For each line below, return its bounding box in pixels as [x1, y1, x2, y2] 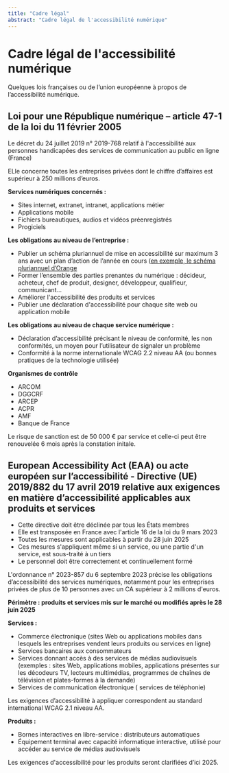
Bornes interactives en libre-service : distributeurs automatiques [17, 730, 200, 739]
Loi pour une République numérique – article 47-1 [8, 110, 222, 122]
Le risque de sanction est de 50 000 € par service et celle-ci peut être [8, 433, 206, 441]
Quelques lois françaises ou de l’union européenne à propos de [8, 83, 187, 91]
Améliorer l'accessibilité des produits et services [17, 293, 156, 302]
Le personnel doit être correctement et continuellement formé [17, 557, 193, 566]
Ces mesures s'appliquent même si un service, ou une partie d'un [17, 543, 204, 551]
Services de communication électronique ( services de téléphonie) [17, 683, 206, 691]
